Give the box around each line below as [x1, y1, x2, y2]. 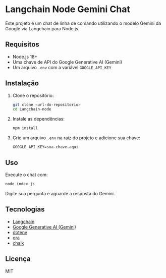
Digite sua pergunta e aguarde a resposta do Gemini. [5, 190, 115, 196]
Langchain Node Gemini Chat [5, 4, 130, 15]
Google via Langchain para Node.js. [5, 25, 80, 31]
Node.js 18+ [12, 53, 38, 60]
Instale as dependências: [12, 116, 65, 122]
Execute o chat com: [5, 172, 48, 178]
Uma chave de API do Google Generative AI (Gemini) [12, 59, 123, 65]
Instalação [5, 79, 39, 88]
